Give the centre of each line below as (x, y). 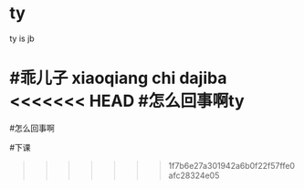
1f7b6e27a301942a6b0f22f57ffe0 (231, 165)
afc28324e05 (194, 175)
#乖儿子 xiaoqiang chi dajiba (118, 78)
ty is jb (22, 38)
